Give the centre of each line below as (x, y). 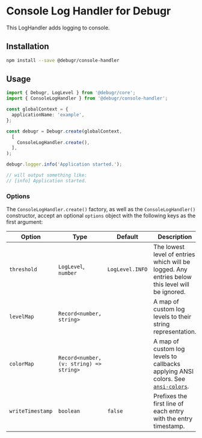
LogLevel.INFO (127, 269)
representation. (175, 332)
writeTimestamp (31, 411)
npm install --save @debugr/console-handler (63, 60)
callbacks (167, 364)
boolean (69, 411)
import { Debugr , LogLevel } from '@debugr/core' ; (71, 93)
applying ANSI (173, 371)
